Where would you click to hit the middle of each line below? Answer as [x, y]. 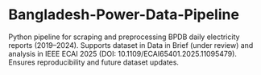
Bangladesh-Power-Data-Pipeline [124, 15]
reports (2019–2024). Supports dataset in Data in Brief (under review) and [131, 45]
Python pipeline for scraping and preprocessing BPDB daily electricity [124, 37]
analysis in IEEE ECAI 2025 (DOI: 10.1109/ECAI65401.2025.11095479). [123, 53]
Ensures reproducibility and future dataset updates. [94, 62]
